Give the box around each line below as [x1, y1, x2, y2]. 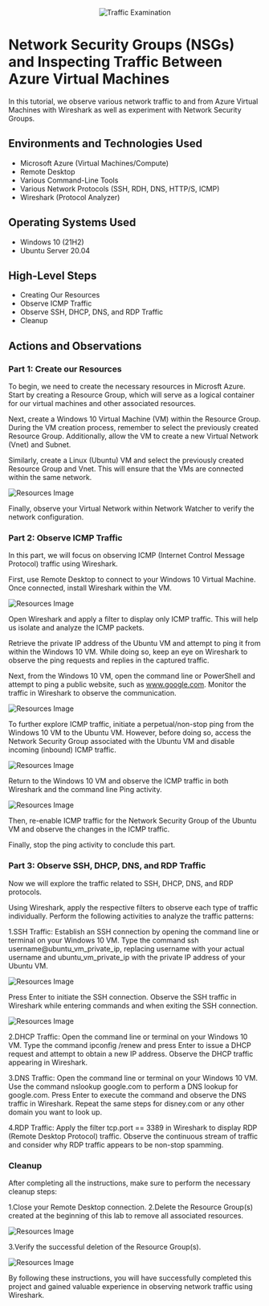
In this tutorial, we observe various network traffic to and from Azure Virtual [8, 97, 259, 106]
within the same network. [8, 473, 92, 483]
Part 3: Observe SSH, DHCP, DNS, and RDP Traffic [8, 860, 206, 872]
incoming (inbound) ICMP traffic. [8, 745, 116, 755]
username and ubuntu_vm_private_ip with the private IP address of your [8, 952, 246, 962]
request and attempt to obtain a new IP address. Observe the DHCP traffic [8, 1049, 254, 1058]
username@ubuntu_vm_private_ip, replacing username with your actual [8, 943, 245, 953]
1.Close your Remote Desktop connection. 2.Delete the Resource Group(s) [8, 1202, 254, 1212]
